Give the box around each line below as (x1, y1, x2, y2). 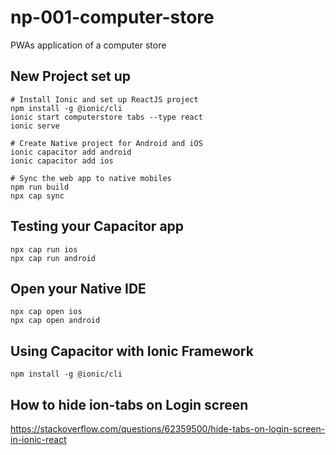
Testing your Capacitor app (10, 218, 185, 235)
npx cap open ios (10, 307, 83, 317)
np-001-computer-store (10, 6, 215, 29)
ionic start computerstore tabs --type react (10, 112, 203, 122)
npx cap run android (10, 253, 97, 263)
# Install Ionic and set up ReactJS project (10, 94, 199, 105)
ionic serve (10, 121, 60, 131)
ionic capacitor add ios (10, 156, 114, 166)
